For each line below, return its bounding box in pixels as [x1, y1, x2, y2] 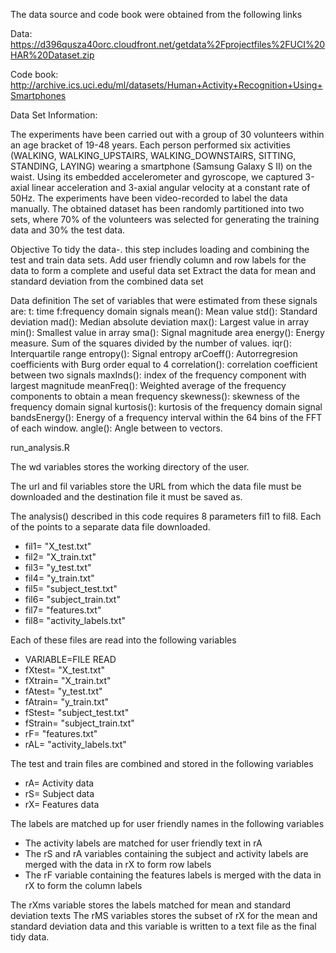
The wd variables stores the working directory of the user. [10, 461, 250, 473]
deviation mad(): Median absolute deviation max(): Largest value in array [10, 316, 310, 328]
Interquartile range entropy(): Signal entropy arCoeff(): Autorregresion [10, 348, 298, 359]
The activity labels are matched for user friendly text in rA [24, 837, 263, 849]
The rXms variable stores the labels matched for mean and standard [10, 899, 292, 911]
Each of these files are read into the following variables [10, 634, 237, 646]
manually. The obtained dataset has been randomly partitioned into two [10, 203, 305, 214]
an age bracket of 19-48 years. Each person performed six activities [10, 139, 291, 151]
